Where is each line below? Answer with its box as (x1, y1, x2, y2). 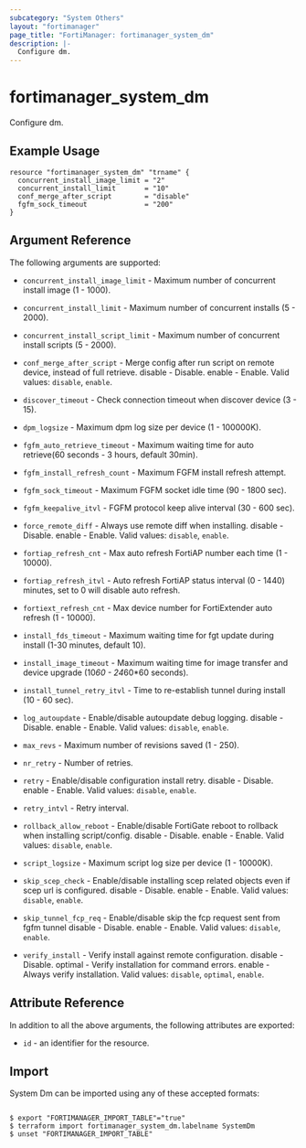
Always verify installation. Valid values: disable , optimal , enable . (22, 969, 265, 980)
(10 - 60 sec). (22, 694, 74, 705)
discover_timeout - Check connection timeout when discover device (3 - (22, 394, 297, 405)
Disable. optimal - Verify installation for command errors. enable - (22, 959, 270, 970)
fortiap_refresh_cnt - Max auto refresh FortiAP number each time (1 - (22, 547, 289, 558)
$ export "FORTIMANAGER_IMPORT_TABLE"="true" (9, 1113, 185, 1123)
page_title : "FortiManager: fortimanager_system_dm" (9, 30, 215, 39)
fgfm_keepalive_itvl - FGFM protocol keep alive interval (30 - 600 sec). (22, 502, 295, 513)
